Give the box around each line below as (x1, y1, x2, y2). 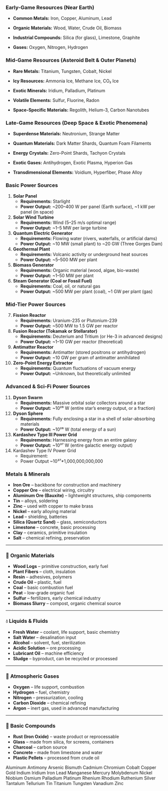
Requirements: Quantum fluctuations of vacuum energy (20, 365, 136, 371)
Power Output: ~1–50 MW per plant (20, 272, 94, 278)
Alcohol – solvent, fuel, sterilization (12, 639, 86, 645)
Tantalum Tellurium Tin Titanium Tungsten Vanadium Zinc (5, 781, 124, 787)
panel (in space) (20, 209, 54, 215)
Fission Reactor (12, 312, 46, 318)
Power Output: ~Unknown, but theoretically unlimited (20, 371, 131, 377)
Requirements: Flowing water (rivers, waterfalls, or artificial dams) (20, 236, 158, 242)
